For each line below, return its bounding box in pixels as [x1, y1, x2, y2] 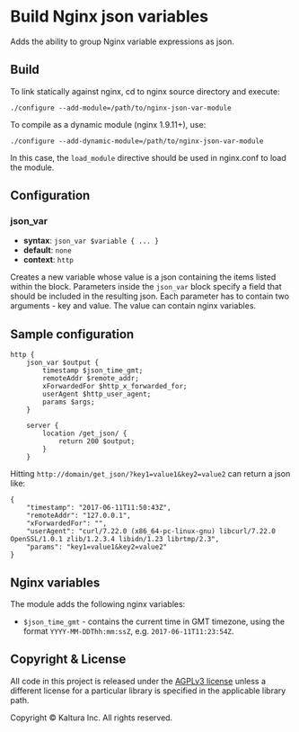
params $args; [42, 397, 95, 406]
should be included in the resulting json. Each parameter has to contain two [10, 290, 290, 302]
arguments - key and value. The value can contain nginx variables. [10, 300, 257, 311]
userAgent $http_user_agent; [42, 389, 152, 399]
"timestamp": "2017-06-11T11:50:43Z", [26, 504, 171, 513]
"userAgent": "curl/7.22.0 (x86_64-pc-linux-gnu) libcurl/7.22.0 [26, 527, 277, 536]
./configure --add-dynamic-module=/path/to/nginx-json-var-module [10, 137, 264, 146]
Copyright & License [10, 652, 127, 667]
